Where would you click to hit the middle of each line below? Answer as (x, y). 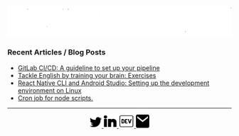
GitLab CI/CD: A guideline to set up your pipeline (89, 68)
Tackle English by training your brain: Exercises (87, 75)
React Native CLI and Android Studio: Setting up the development (113, 83)
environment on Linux (49, 90)
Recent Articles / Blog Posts (57, 52)
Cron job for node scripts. (55, 98)
